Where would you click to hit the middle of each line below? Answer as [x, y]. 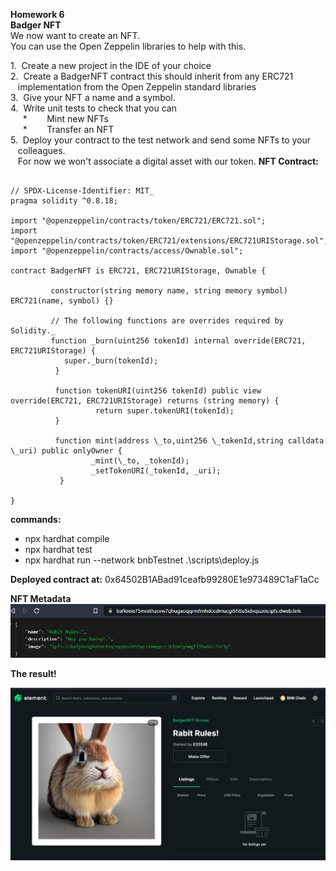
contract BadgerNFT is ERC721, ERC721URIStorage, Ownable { [138, 271]
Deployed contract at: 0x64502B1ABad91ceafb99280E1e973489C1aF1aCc [165, 579]
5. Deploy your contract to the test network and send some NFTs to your [161, 140]
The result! [33, 673]
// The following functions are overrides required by [167, 321]
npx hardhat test [58, 549]
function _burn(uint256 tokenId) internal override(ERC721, [178, 341]
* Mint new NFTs [65, 118]
